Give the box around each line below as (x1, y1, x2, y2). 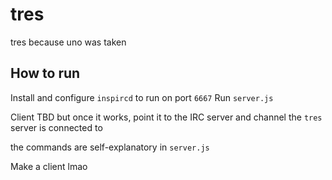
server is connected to (10, 121, 103, 133)
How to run (10, 65, 81, 82)
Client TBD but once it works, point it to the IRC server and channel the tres (10, 111, 323, 123)
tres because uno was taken (10, 36, 127, 48)
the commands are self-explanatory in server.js (10, 141, 210, 153)
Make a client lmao (10, 160, 88, 172)
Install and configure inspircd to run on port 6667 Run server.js (10, 91, 274, 103)
